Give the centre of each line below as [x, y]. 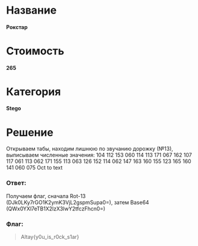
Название [31, 10]
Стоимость [35, 51]
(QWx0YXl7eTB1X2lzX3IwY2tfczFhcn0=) [56, 209]
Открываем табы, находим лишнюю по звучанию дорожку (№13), [90, 149]
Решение [30, 132]
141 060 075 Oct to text [34, 168]
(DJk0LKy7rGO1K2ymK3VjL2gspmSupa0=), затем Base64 [78, 202]
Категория [33, 92]
